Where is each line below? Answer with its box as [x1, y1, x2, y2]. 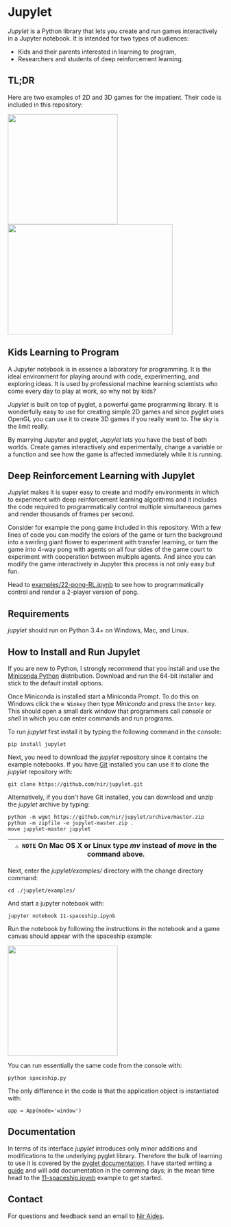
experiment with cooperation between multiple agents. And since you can [8, 553, 217, 561]
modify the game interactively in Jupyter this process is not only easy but [8, 560, 215, 568]
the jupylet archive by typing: [8, 800, 90, 809]
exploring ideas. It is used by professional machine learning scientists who [8, 379, 218, 387]
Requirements [8, 608, 69, 619]
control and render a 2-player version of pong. [8, 588, 139, 596]
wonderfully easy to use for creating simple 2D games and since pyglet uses [8, 407, 224, 416]
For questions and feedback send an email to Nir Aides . [8, 1212, 165, 1220]
